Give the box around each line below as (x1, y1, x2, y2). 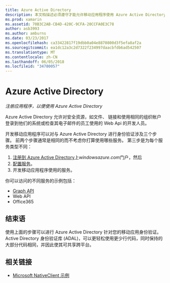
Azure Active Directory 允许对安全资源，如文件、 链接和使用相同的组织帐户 (5, 114, 161, 120)
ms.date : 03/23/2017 (5, 36, 49, 41)
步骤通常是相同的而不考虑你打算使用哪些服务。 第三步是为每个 (28, 137, 158, 143)
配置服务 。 (12, 160, 35, 167)
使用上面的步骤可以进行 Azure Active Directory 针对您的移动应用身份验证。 (5, 229, 161, 235)
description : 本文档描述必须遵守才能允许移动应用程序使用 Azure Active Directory (5, 12, 166, 17)
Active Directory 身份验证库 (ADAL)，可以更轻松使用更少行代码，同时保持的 (5, 235, 163, 241)
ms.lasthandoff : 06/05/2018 (5, 59, 65, 64)
